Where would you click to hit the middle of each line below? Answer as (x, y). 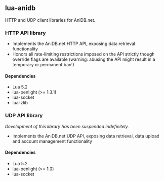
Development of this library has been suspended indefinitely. (67, 126)
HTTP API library (25, 33)
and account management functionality (52, 141)
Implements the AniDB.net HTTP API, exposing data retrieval (74, 44)
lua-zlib (20, 103)
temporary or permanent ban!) (43, 65)
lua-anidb (20, 8)
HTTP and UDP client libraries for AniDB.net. (50, 20)
